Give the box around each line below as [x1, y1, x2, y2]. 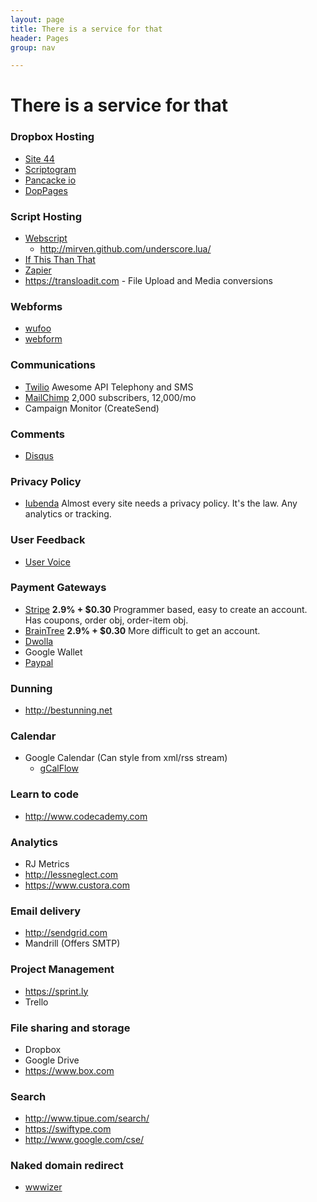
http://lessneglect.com [24, 869, 119, 880]
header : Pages [10, 33, 70, 43]
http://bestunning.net [24, 704, 113, 716]
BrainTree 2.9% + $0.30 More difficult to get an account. [24, 624, 261, 636]
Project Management [10, 962, 115, 976]
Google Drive [24, 1054, 80, 1066]
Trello [24, 996, 49, 1008]
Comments [10, 427, 65, 441]
